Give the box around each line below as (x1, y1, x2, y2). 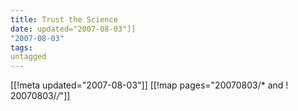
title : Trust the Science (10, 14, 118, 25)
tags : (10, 42, 33, 53)
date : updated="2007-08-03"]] (10, 24, 137, 34)
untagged (10, 52, 47, 62)
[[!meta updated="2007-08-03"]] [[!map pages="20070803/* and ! (10, 79, 289, 91)
